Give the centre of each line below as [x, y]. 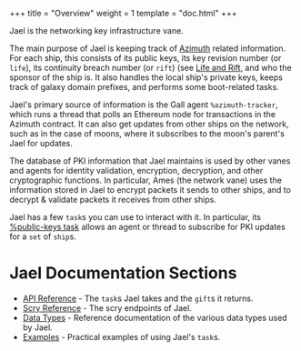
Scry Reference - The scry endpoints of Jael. [107, 307]
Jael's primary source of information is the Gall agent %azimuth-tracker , [144, 105]
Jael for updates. [41, 143]
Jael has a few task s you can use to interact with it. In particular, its [135, 217]
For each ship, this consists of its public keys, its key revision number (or [145, 58]
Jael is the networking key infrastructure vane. [96, 30]
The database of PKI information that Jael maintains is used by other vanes [150, 161]
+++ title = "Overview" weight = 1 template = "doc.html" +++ [124, 13]
